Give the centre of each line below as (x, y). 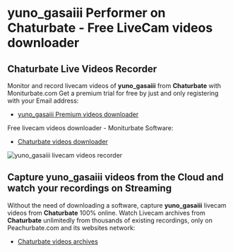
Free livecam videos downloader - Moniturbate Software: (90, 128)
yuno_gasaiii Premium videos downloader (78, 114)
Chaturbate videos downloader (62, 141)
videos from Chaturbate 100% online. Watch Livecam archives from (107, 213)
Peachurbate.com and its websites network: (71, 227)
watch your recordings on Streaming (89, 188)
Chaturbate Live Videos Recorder (82, 69)
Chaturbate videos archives (58, 241)
